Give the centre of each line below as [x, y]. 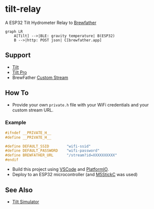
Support [18, 55]
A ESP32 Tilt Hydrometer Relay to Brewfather [51, 23]
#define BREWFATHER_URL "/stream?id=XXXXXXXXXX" [61, 156]
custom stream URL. [33, 110]
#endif [12, 160]
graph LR [14, 31]
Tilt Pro [19, 72]
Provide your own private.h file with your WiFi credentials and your [80, 104]
